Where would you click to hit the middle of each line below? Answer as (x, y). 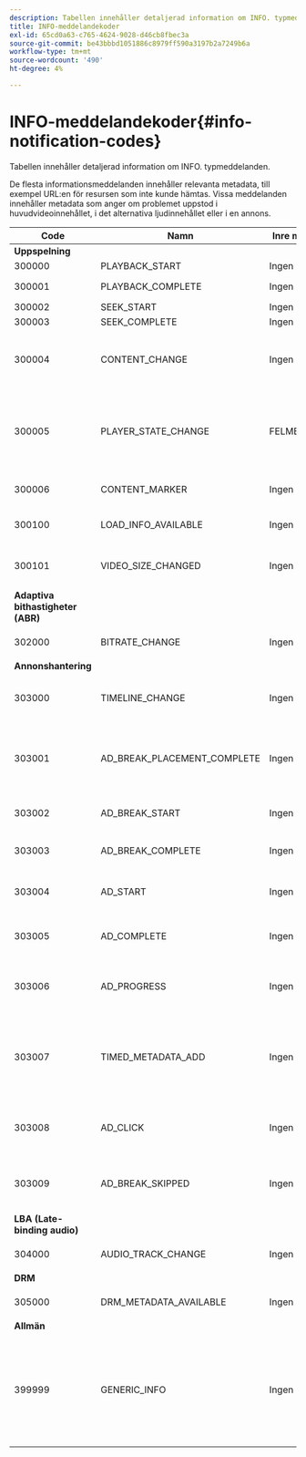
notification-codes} (86, 141)
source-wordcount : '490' (56, 60)
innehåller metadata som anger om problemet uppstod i (114, 203)
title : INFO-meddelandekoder (65, 26)
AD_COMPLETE (133, 935)
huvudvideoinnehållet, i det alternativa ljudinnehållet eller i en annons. (140, 213)
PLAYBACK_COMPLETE (151, 286)
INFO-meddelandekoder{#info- (131, 122)
